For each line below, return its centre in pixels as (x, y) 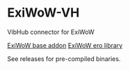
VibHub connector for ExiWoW (51, 32)
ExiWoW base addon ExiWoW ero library (65, 45)
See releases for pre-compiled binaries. (64, 59)
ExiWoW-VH (43, 13)
